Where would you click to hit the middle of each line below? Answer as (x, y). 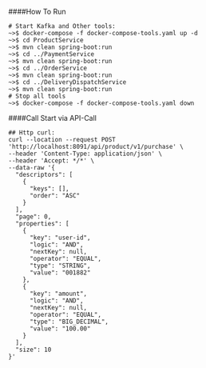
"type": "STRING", (60, 266)
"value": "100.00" (60, 329)
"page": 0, (34, 217)
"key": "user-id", (60, 238)
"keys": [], (49, 189)
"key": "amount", (58, 294)
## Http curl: (32, 133)
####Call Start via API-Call (53, 118)
